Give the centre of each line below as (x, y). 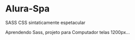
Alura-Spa (28, 9)
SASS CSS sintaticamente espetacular (45, 22)
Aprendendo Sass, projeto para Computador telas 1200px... (67, 32)
